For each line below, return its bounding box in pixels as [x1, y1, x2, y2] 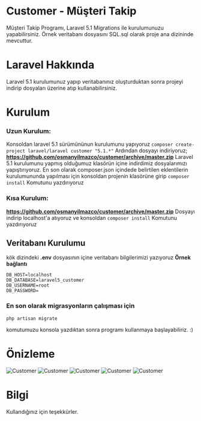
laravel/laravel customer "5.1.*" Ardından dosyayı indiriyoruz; [28, 147, 188, 154]
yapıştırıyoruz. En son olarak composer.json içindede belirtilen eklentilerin [6, 166, 188, 173]
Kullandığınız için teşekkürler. [6, 408, 79, 415]
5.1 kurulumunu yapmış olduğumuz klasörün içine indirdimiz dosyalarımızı [6, 160, 187, 167]
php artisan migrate [6, 315, 58, 322]
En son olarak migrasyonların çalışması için [6, 302, 135, 310]
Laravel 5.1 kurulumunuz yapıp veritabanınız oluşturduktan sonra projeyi [6, 78, 184, 85]
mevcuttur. [6, 37, 33, 44]
